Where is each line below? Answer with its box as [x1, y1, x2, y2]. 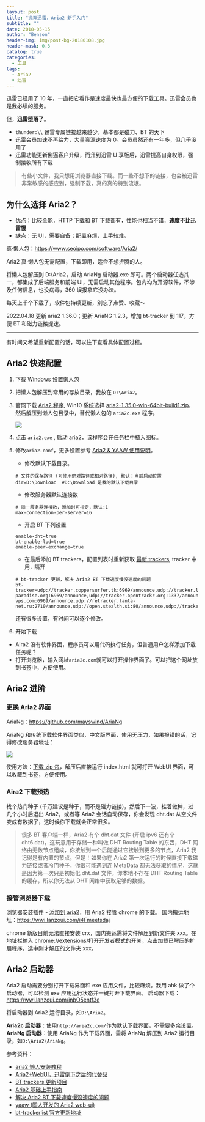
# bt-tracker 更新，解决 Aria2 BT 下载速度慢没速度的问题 [15, 576, 151, 583]
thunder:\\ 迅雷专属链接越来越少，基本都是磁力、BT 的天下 [15, 128, 165, 136]
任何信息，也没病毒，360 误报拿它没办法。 [11, 286, 120, 293]
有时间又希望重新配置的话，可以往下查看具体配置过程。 [6, 338, 145, 345]
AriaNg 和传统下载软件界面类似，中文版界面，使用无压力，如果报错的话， [6, 731, 191, 739]
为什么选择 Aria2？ [6, 199, 78, 210]
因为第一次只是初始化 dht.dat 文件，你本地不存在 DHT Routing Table [26, 869, 198, 876]
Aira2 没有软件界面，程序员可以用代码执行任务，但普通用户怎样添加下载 [15, 640, 196, 648]
